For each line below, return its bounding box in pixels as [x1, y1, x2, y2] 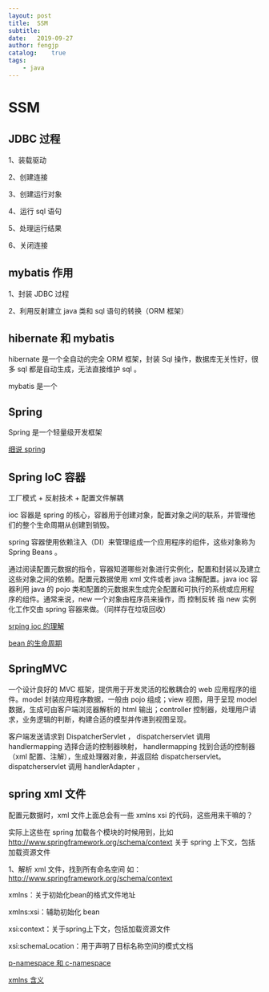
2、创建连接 [8, 172, 48, 181]
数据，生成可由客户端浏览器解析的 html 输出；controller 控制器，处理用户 [8, 704, 250, 714]
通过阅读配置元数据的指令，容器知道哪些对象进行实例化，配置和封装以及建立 [8, 565, 261, 573]
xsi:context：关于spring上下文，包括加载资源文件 [8, 924, 171, 933]
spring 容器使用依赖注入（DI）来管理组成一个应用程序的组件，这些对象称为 [8, 537, 256, 546]
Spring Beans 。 [8, 547, 62, 557]
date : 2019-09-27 [8, 34, 74, 43]
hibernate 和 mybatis [8, 331, 114, 345]
